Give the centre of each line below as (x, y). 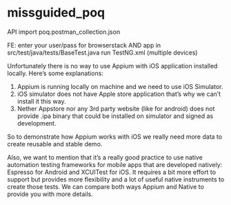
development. (37, 123)
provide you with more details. (50, 194)
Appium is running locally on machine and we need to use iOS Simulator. (120, 86)
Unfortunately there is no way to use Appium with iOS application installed (112, 66)
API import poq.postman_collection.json (64, 32)
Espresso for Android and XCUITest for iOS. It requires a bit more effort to (111, 172)
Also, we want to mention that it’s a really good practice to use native (105, 157)
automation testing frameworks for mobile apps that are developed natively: (115, 164)
